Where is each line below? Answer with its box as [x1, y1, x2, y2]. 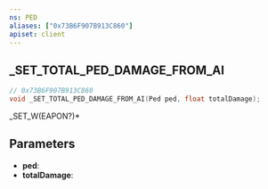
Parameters [9, 136, 76, 152]
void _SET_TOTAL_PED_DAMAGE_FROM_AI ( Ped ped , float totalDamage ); [9, 94, 261, 103]
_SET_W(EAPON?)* [9, 111, 80, 121]
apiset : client [9, 29, 66, 38]
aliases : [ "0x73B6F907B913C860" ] [9, 21, 134, 30]
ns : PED [9, 12, 38, 22]
